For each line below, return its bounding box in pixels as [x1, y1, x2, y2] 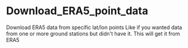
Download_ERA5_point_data [6, 4, 148, 18]
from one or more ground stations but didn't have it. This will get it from [6, 30, 180, 37]
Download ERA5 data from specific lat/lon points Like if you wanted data [6, 24, 182, 31]
